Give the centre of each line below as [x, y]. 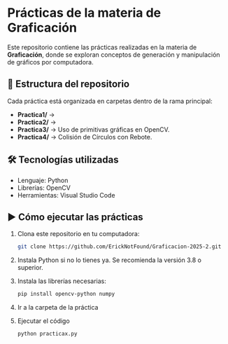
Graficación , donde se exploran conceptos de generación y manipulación [114, 55]
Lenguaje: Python [43, 180]
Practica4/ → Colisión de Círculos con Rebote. [85, 137]
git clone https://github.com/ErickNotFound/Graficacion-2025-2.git [119, 247]
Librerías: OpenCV [44, 188]
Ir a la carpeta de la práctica [58, 308]
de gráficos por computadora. [51, 62]
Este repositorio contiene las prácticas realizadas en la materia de [102, 47]
